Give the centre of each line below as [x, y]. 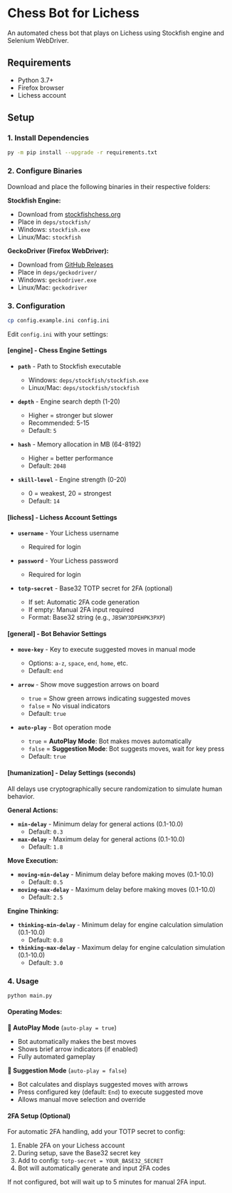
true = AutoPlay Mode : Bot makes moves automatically [110, 741]
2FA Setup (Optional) [39, 1116]
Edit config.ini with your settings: [58, 334]
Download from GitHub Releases [65, 265]
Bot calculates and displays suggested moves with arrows [103, 1084]
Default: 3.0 [46, 962]
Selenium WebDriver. [38, 40]
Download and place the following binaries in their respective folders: [109, 186]
